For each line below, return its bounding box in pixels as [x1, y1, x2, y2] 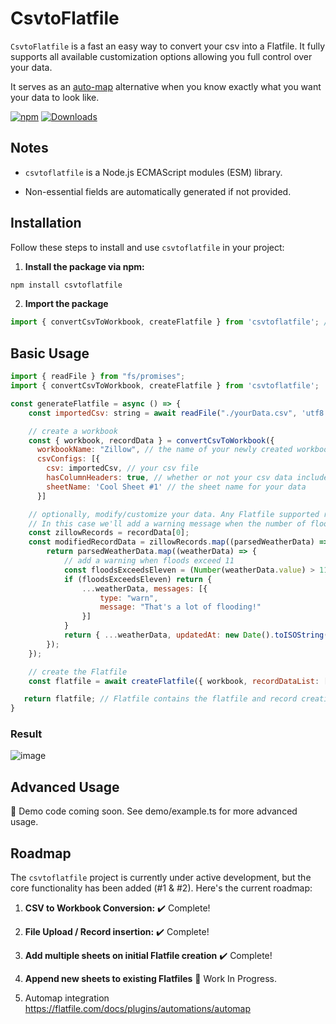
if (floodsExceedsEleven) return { [63, 574, 213, 584]
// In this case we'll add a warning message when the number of [28, 518, 307, 529]
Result [10, 727, 43, 741]
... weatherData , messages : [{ [81, 583, 208, 594]
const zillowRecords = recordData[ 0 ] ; [28, 528, 190, 538]
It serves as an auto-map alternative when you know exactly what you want [10, 80, 322, 92]
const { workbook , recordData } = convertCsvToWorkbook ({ [28, 435, 275, 446]
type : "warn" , [99, 593, 159, 603]
